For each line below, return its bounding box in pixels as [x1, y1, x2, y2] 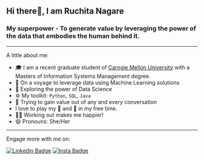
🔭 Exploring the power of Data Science [15, 85, 112, 92]
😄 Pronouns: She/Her [15, 117, 70, 125]
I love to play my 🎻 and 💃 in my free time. [15, 105, 118, 112]
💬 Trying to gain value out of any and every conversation [15, 98, 157, 105]
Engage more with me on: [6, 135, 71, 142]
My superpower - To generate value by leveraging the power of [6, 24, 196, 33]
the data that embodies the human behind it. [6, 32, 140, 40]
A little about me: [6, 51, 49, 58]
